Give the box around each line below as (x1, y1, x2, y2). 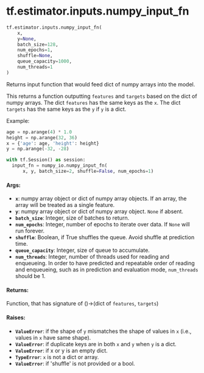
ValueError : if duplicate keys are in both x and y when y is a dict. (15, 340, 177, 347)
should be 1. (15, 273, 46, 280)
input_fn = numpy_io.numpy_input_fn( (12, 162, 108, 169)
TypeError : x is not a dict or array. (15, 353, 99, 360)
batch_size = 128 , (17, 41, 59, 47)
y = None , (17, 35, 37, 42)
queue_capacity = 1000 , (17, 58, 72, 64)
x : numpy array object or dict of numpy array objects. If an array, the (15, 195, 187, 202)
